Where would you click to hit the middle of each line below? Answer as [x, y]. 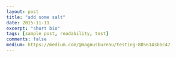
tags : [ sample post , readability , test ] [58, 34]
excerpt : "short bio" [33, 28]
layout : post [23, 12]
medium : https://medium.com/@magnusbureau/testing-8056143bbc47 [88, 45]
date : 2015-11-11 [28, 23]
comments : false [26, 39]
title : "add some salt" [36, 17]
